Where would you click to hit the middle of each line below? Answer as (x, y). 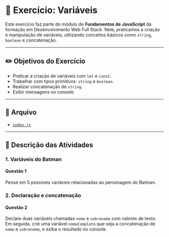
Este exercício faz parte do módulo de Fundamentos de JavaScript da (78, 24)
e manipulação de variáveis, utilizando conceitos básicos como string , (79, 35)
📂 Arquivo (21, 112)
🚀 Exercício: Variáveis (52, 10)
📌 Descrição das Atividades (49, 145)
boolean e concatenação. (31, 40)
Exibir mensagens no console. (44, 92)
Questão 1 (16, 171)
